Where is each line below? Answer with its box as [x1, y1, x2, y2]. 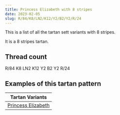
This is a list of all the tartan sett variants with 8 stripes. [5, 29, 116, 35]
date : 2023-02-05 [5, 12, 40, 16]
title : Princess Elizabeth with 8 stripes [5, 7, 92, 12]
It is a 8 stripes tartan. [5, 39, 49, 44]
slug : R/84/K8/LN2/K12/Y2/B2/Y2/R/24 [5, 16, 82, 21]
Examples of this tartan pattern [5, 79, 101, 87]
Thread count [5, 53, 47, 61]
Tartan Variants [10, 94, 47, 101]
